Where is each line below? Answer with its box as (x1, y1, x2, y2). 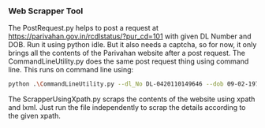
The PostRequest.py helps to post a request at (8, 24, 159, 33)
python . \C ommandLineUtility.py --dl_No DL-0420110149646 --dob (8, 80, 224, 88)
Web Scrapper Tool (8, 5, 84, 16)
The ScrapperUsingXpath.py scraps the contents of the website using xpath (8, 94, 256, 104)
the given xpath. (8, 112, 62, 121)
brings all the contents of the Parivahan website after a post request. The (8, 49, 246, 58)
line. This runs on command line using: (8, 65, 134, 75)
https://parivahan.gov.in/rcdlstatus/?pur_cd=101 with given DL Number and (8, 31, 252, 41)
